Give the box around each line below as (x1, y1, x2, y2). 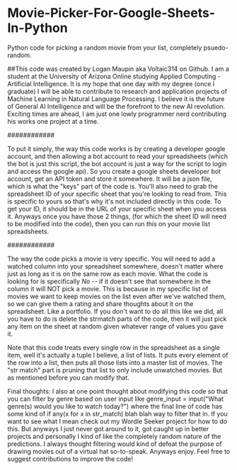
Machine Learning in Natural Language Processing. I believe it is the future (7, 94, 225, 103)
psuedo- (203, 43, 229, 52)
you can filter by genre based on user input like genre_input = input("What (7, 394, 224, 403)
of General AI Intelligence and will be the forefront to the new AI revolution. (7, 102, 225, 110)
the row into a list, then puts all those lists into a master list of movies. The (7, 358, 223, 367)
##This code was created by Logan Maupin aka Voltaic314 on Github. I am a (7, 64, 230, 73)
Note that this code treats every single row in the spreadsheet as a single (7, 343, 221, 351)
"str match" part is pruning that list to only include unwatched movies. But (7, 365, 223, 374)
